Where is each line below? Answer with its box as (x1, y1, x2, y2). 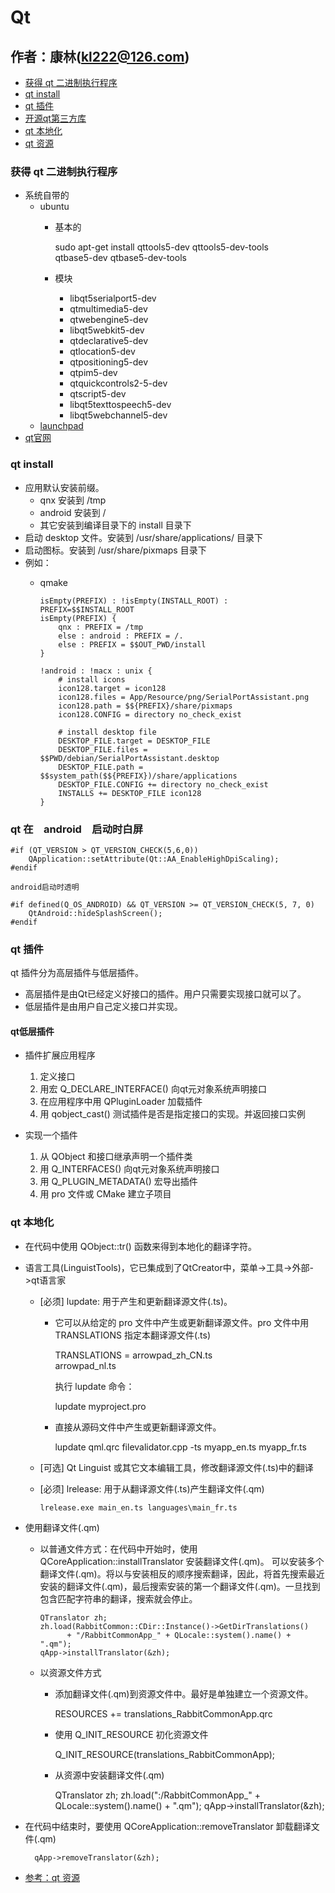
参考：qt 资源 (24, 1871, 80, 1883)
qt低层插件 (10, 1025, 55, 1037)
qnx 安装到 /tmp (39, 494, 107, 506)
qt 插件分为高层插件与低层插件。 (10, 967, 145, 979)
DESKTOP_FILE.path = (58, 762, 144, 772)
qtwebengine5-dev (69, 314, 149, 326)
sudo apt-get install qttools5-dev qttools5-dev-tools (54, 241, 270, 253)
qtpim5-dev (69, 367, 118, 379)
